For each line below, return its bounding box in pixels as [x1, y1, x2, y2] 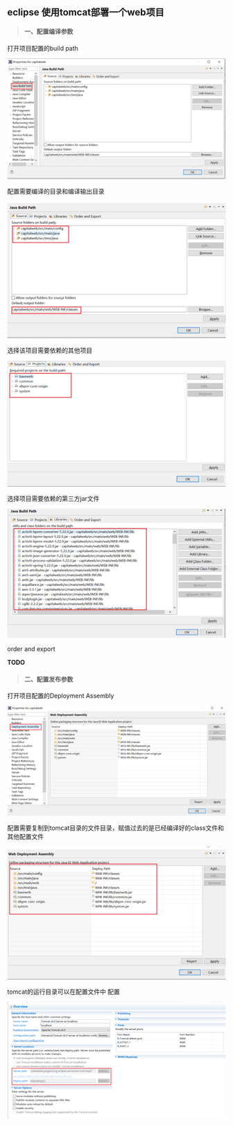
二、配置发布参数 [24, 675, 74, 683]
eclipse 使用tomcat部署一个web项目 [7, 6, 165, 19]
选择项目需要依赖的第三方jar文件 [7, 494, 100, 503]
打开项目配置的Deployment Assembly [7, 692, 114, 700]
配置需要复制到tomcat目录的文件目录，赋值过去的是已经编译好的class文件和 [7, 824, 224, 832]
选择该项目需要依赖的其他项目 [7, 346, 92, 355]
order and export [7, 645, 55, 653]
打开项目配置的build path [7, 44, 78, 52]
